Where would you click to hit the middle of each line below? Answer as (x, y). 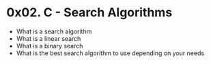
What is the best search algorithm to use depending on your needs (110, 53)
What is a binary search (50, 46)
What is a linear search (48, 38)
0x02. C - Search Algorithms (89, 13)
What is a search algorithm (54, 31)
